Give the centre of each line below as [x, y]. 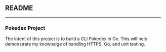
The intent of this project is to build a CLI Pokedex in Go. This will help [76, 39]
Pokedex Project [25, 28]
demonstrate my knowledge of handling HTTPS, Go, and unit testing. [75, 44]
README [19, 8]
